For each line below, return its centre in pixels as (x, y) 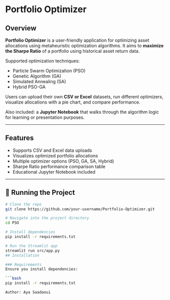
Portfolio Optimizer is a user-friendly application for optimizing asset (77, 40)
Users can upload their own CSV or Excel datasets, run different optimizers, (84, 97)
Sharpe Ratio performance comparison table (59, 166)
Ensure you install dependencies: (42, 269)
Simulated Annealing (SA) (39, 81)
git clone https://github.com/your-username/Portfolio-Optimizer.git (80, 209)
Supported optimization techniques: (42, 61)
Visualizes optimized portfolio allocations (55, 155)
